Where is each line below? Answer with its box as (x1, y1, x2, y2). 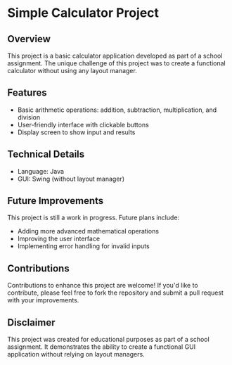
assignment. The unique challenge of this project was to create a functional (7, 59, 226, 68)
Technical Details (7, 148, 85, 160)
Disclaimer (7, 316, 56, 328)
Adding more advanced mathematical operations (17, 227, 160, 236)
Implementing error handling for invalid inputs (17, 242, 150, 250)
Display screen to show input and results (17, 128, 136, 136)
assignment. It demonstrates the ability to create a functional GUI (7, 342, 196, 351)
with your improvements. (7, 296, 79, 305)
